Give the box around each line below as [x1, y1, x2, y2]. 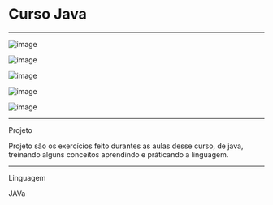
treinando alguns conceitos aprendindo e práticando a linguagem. [8, 149, 229, 159]
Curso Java [8, 5, 87, 23]
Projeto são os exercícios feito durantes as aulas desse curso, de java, [8, 141, 244, 151]
